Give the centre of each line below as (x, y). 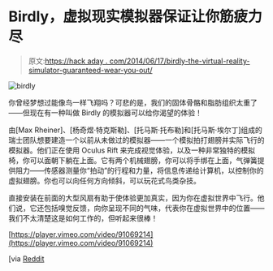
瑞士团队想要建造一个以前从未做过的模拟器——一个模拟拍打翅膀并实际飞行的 (136, 140)
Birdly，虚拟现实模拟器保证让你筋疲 (128, 17)
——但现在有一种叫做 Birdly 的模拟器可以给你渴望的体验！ (106, 112)
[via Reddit (26, 258)
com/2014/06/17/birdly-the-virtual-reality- (180, 61)
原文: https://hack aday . (68, 61)
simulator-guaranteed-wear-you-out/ (90, 70)
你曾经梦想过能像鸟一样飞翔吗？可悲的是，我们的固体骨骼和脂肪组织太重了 (133, 102)
